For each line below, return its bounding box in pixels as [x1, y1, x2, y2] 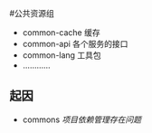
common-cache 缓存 [22, 27, 101, 38]
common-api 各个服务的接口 [22, 39, 128, 49]
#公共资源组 [9, 8, 54, 18]
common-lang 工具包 [22, 50, 101, 61]
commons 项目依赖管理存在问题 [22, 114, 142, 125]
